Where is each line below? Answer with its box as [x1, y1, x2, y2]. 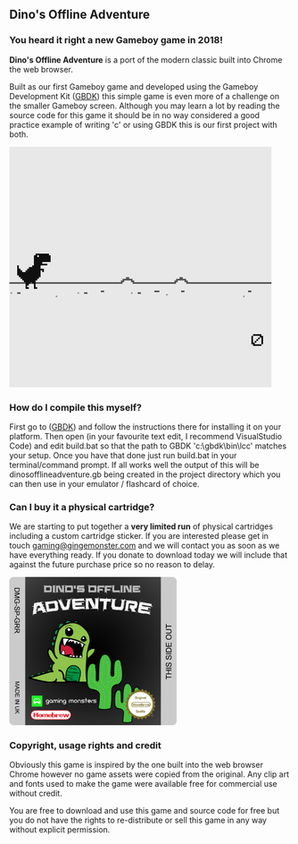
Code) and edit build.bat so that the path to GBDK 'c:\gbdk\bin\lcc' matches [9, 440, 287, 451]
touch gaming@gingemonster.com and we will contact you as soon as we [9, 541, 280, 551]
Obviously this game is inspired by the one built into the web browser [9, 759, 263, 770]
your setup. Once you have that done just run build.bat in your [9, 449, 237, 460]
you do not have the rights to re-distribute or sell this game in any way [9, 814, 268, 825]
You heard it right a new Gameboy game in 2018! [9, 34, 223, 47]
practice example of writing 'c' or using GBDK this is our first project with [9, 119, 278, 130]
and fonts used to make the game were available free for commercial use [9, 778, 278, 789]
